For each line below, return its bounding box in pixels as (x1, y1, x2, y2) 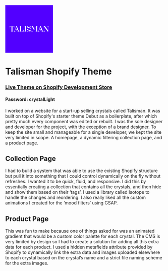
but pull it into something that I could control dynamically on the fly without (5, 173, 160, 179)
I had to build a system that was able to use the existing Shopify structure (5, 168, 158, 174)
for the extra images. (5, 260, 49, 266)
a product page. (5, 140, 39, 146)
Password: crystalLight (5, 96, 55, 102)
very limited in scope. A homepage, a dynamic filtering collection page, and (5, 134, 162, 140)
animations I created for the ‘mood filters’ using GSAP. (5, 200, 118, 206)
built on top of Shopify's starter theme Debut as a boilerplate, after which (5, 113, 157, 119)
